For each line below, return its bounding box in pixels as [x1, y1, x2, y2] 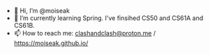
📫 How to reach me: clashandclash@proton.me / [13, 29, 156, 37]
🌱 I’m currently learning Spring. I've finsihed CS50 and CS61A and [13, 14, 204, 22]
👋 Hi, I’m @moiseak [13, 7, 70, 15]
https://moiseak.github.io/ [13, 39, 89, 47]
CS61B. [13, 21, 35, 29]
